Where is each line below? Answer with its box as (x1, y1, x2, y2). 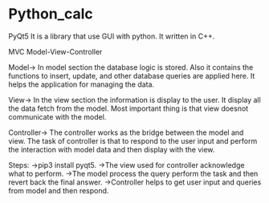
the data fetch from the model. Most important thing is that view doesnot (8, 104, 249, 113)
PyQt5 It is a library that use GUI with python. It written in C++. (8, 31, 215, 41)
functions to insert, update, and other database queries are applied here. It (8, 71, 255, 80)
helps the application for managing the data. (8, 79, 155, 89)
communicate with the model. (8, 112, 107, 121)
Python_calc (8, 5, 94, 23)
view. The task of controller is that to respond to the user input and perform (8, 136, 258, 145)
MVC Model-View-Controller (8, 47, 103, 56)
